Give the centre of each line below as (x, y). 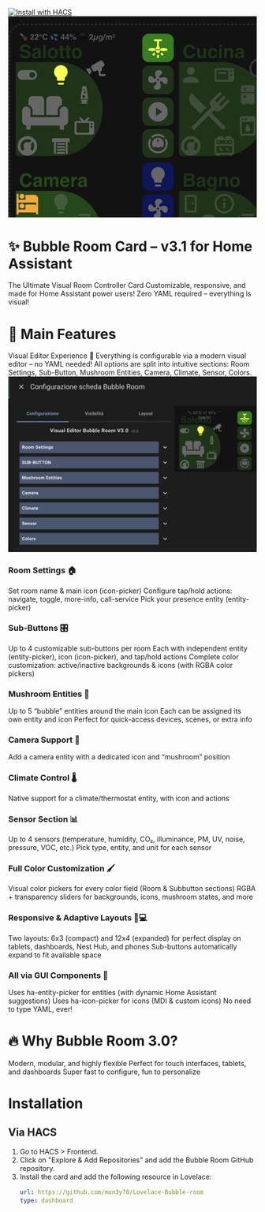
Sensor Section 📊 (43, 819)
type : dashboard (46, 1200)
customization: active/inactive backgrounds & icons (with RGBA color (121, 665)
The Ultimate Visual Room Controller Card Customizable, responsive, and (127, 285)
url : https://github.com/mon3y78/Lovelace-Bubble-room (112, 1192)
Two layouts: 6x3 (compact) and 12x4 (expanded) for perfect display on (125, 938)
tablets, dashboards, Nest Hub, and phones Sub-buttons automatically (123, 946)
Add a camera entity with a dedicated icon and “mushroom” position (119, 757)
